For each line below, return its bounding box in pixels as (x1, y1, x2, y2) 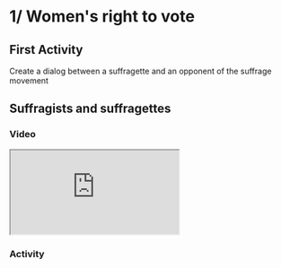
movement (9, 75, 49, 86)
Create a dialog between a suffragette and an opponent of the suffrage (9, 65, 272, 76)
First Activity (9, 42, 83, 57)
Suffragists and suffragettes (9, 101, 171, 117)
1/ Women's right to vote (9, 6, 196, 27)
